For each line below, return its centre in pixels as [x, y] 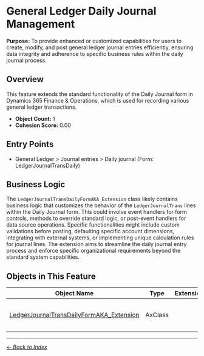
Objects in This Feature [51, 276]
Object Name [74, 293]
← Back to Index [27, 347]
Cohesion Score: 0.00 [43, 125]
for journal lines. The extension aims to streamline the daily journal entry [97, 244]
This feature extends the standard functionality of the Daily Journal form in [100, 94]
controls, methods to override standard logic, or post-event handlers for [96, 218]
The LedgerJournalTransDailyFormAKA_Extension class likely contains [92, 199]
